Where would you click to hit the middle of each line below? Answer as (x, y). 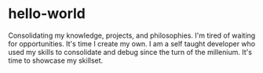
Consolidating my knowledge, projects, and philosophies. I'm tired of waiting (132, 35)
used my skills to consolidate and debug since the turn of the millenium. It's (130, 52)
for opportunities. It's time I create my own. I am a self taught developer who (132, 43)
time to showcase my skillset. (56, 60)
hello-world (47, 14)
